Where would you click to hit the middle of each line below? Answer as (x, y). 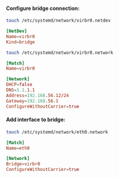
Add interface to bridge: (36, 119)
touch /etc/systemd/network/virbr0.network (60, 53)
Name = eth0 (18, 148)
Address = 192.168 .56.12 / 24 (37, 95)
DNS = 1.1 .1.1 (20, 90)
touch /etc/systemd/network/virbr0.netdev (58, 20)
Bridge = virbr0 (23, 164)
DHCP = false (19, 85)
